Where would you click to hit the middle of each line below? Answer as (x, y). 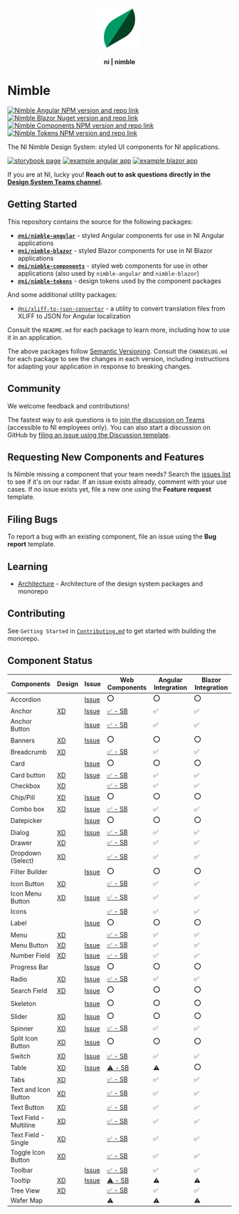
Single (20, 1143)
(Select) (22, 861)
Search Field (29, 990)
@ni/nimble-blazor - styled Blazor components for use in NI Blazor (115, 250)
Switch (20, 1057)
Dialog (20, 832)
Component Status (50, 661)
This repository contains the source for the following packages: (100, 222)
